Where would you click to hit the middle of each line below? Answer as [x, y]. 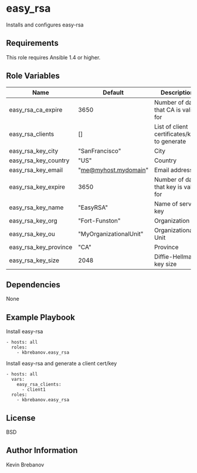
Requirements [32, 43]
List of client [171, 126]
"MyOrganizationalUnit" [111, 234]
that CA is [168, 109]
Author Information [42, 450]
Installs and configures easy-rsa [45, 25]
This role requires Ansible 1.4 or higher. [53, 57]
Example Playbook [40, 317]
